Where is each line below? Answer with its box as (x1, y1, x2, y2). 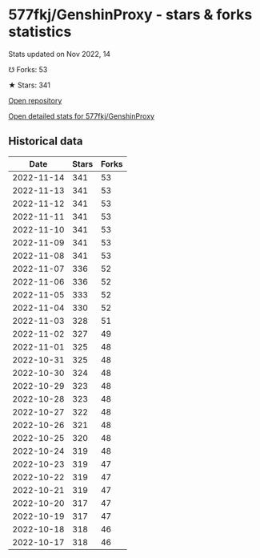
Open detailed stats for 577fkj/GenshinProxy (8, 111, 154, 121)
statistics (8, 22, 72, 41)
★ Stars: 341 (8, 80, 50, 90)
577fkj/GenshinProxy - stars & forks (8, 6, 253, 24)
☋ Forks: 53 (8, 64, 48, 74)
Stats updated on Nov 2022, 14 (8, 49, 110, 59)
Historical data (8, 135, 83, 148)
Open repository (8, 95, 62, 105)
